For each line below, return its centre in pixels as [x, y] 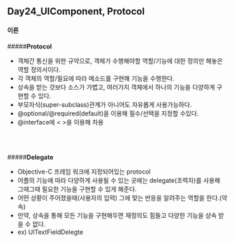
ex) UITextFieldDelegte [50, 232]
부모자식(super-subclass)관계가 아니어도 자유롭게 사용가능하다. [104, 104]
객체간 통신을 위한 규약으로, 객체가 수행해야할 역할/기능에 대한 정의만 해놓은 [120, 61]
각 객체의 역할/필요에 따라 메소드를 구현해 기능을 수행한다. [96, 78]
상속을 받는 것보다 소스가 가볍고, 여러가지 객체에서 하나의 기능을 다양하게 [116, 87]
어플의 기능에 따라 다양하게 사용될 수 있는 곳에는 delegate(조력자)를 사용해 [119, 180]
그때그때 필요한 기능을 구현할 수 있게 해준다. [77, 189]
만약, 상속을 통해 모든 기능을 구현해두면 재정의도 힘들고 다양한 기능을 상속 [117, 215]
